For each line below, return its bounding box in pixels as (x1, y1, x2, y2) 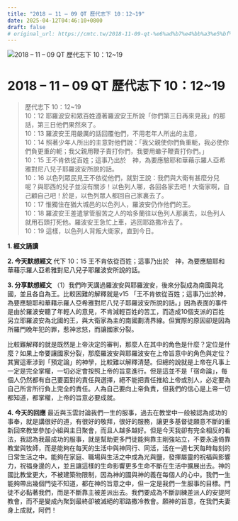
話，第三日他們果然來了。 (24, 121, 100, 129)
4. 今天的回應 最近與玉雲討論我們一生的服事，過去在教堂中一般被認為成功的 (7, 408, 228, 417)
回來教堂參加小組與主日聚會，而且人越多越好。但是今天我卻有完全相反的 (13, 426, 225, 435)
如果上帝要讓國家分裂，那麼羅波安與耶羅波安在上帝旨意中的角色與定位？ (19, 349, 231, 358)
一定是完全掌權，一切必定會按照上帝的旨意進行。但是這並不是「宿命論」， (7, 366, 222, 376)
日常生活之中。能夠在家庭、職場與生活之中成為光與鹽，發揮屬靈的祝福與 (7, 453, 218, 461)
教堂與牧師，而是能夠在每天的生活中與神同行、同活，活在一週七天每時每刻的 (7, 444, 231, 452)
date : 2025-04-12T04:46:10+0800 (7, 17, 103, 24)
